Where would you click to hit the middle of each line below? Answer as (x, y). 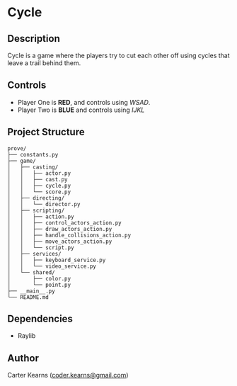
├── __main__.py (31, 291)
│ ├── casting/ (33, 167)
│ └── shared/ (31, 272)
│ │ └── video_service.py (52, 266)
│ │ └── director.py (44, 204)
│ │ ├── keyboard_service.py (57, 260)
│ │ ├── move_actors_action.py (60, 242)
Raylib (27, 336)
